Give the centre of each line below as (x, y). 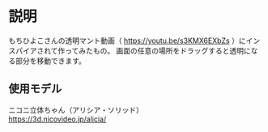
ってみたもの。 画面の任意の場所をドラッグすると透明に (157, 50)
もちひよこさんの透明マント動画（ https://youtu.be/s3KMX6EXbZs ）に (127, 40)
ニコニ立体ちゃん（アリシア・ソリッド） (76, 109)
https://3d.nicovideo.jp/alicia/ (57, 119)
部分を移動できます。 (51, 61)
